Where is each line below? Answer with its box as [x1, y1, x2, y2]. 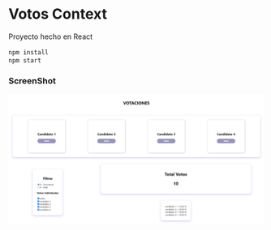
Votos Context [8, 5, 108, 23]
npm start [8, 56, 42, 65]
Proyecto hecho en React [8, 32, 93, 41]
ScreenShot [8, 75, 57, 86]
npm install [8, 48, 49, 57]
